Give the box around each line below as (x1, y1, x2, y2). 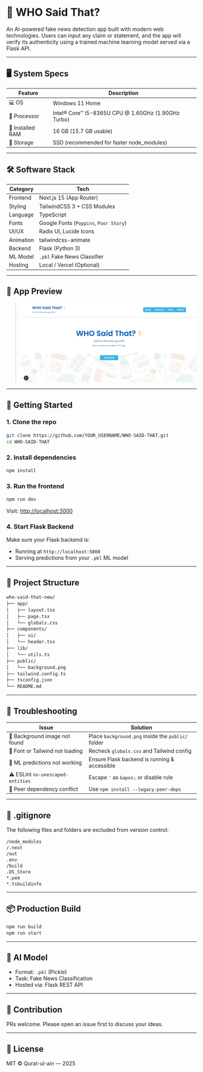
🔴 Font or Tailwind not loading (8, 747, 83, 755)
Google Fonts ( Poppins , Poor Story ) (39, 219, 127, 227)
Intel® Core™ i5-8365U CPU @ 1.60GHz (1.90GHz (53, 109, 180, 117)
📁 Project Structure (6, 577, 80, 588)
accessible (88, 762, 116, 770)
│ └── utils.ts (6, 651, 50, 658)
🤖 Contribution (6, 1004, 62, 1015)
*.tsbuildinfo (6, 881, 42, 888)
